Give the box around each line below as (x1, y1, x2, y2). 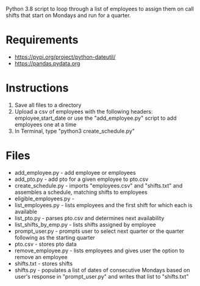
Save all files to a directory (14, 101, 82, 109)
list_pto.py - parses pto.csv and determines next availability (14, 214, 165, 222)
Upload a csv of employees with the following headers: (14, 108, 153, 115)
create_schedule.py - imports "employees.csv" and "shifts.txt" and (14, 182, 183, 189)
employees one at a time (14, 120, 77, 128)
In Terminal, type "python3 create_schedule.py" (14, 127, 135, 134)
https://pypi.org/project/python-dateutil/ (14, 53, 116, 61)
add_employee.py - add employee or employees (14, 169, 136, 176)
